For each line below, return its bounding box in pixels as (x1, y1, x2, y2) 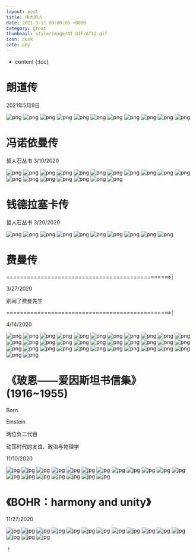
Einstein (6, 418, 26, 425)
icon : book (6, 36, 33, 42)
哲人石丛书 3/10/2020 (6, 157, 59, 164)
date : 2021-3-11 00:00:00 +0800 (6, 20, 86, 26)
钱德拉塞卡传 (6, 198, 69, 211)
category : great (6, 25, 46, 32)
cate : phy (6, 42, 31, 48)
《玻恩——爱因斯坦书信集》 (6, 374, 142, 387)
